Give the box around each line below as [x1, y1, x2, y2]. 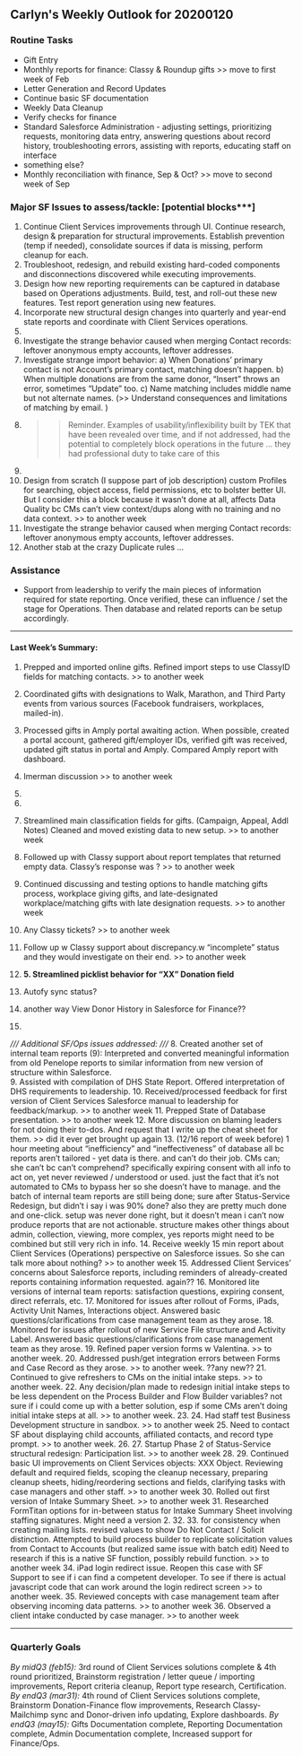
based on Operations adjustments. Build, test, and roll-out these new [22, 287, 278, 299]
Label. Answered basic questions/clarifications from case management [10, 1334, 273, 1344]
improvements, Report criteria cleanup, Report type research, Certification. [10, 1681, 287, 1691]
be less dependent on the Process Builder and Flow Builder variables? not [10, 1391, 283, 1402]
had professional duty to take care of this [67, 448, 220, 458]
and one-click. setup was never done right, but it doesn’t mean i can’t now [10, 1210, 285, 1221]
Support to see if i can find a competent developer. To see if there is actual [10, 1572, 286, 1583]
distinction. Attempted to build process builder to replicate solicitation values [10, 1534, 293, 1545]
